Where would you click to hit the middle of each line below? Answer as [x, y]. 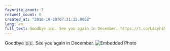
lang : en [14, 24]
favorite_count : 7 [24, 10]
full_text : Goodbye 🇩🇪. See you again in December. [62, 29]
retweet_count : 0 [23, 15]
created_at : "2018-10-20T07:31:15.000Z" [48, 19]
